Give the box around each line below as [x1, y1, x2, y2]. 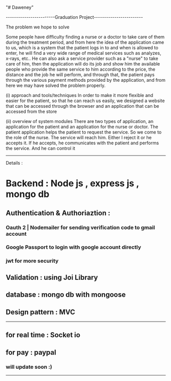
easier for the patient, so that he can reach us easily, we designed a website [6, 98, 165, 104]
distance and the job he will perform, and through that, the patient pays [6, 72, 155, 78]
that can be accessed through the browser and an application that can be [6, 103, 159, 109]
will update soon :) [6, 363, 52, 370]
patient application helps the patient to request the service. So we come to [6, 129, 162, 135]
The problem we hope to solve [6, 24, 70, 30]
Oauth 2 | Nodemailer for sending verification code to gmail [6, 224, 155, 231]
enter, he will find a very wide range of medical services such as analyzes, [6, 50, 161, 56]
